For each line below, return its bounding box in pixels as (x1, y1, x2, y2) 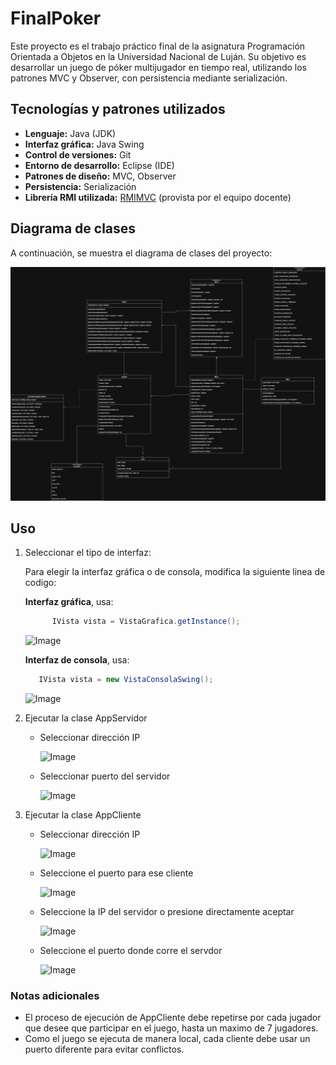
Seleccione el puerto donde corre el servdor (39, 945, 223, 957)
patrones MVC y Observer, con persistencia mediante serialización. (10, 72, 288, 84)
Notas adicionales (10, 989, 100, 1003)
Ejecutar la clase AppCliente (24, 809, 142, 821)
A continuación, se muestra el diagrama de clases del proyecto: (10, 247, 273, 259)
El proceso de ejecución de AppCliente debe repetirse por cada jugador (24, 1012, 322, 1024)
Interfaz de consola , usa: (24, 654, 130, 666)
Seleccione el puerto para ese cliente (39, 867, 194, 879)
